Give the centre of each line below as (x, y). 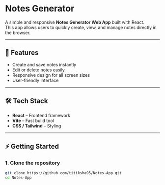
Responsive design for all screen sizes (51, 75)
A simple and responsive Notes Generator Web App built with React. (75, 22)
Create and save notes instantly (44, 64)
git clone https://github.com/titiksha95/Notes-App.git (63, 173)
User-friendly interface (35, 80)
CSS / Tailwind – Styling (37, 125)
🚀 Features (22, 53)
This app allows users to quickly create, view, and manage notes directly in (81, 27)
